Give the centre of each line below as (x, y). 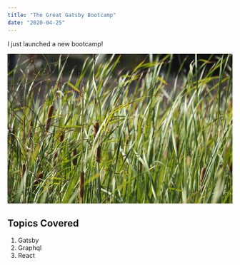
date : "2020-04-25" (36, 22)
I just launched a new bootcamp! (55, 43)
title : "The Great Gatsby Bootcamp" (62, 15)
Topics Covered (43, 223)
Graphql (30, 248)
